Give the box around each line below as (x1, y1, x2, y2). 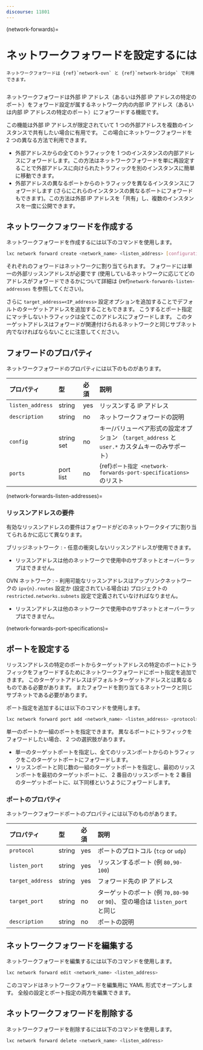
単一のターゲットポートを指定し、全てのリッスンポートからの (14, 749, 169, 756)
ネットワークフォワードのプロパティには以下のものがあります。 (6, 365, 164, 372)
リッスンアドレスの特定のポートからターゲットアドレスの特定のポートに (6, 661, 186, 669)
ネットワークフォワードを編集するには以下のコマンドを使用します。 (6, 957, 175, 965)
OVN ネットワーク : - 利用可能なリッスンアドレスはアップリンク (6, 577, 166, 585)
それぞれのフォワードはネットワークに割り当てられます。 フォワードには (6, 263, 187, 270)
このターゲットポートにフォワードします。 (25, 756, 132, 763)
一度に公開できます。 (25, 202, 79, 209)
